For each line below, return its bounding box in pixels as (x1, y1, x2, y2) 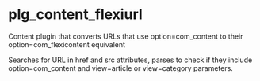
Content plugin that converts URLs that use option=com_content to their (8, 31, 243, 41)
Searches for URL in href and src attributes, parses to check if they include (8, 55, 253, 64)
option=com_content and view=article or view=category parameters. (8, 63, 234, 72)
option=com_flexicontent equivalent (8, 39, 125, 49)
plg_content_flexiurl (8, 6, 143, 24)
